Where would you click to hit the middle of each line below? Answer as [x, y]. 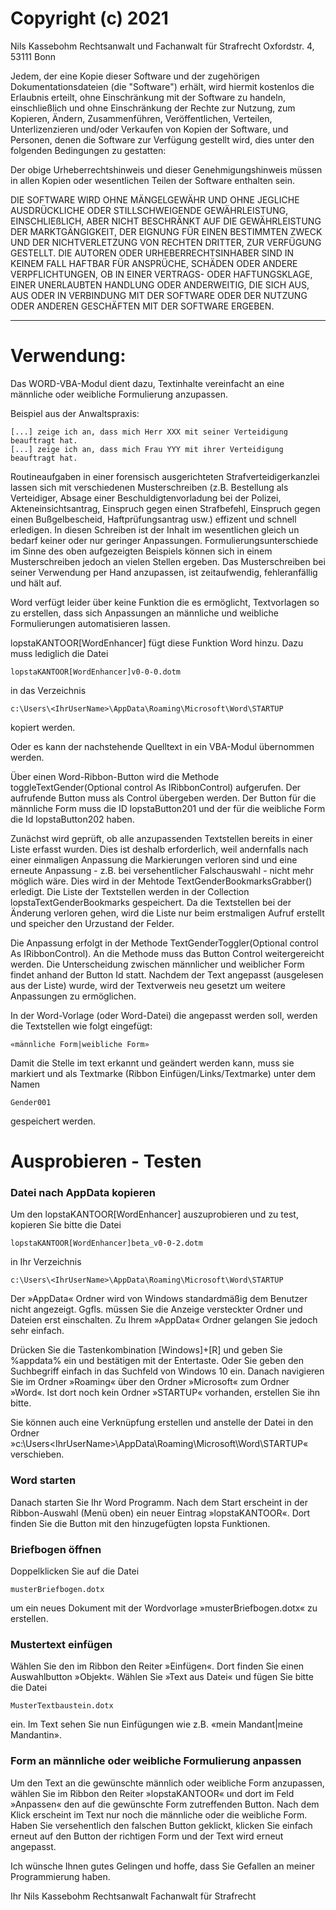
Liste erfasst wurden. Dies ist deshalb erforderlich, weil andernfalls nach [159, 849]
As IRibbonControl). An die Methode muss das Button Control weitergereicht [167, 953]
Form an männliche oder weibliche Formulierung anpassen [156, 1761]
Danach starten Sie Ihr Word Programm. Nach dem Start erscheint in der [159, 1502]
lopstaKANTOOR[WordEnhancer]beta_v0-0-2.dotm [106, 1243]
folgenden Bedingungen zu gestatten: [88, 150]
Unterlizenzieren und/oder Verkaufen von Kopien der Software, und [149, 129]
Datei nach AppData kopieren [83, 1192]
